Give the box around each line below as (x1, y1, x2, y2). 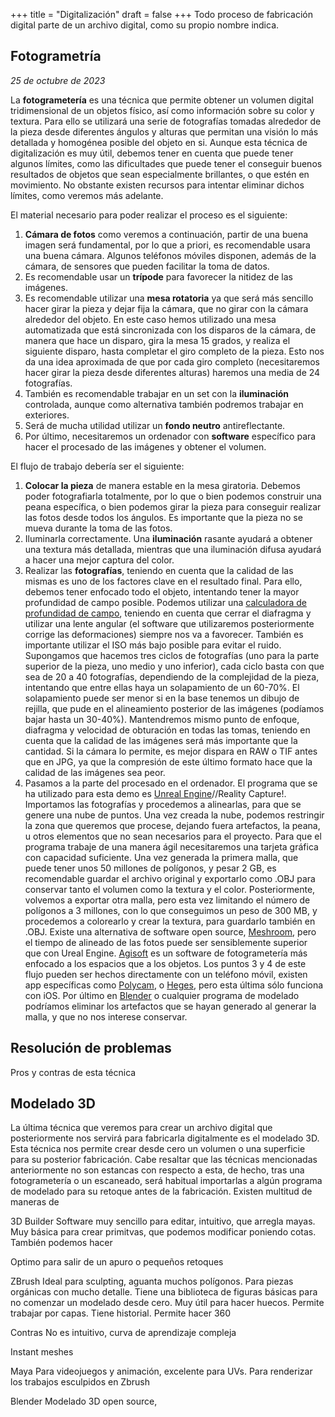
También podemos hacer (10, 1237, 113, 1249)
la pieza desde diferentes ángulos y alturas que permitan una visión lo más (10, 125, 319, 138)
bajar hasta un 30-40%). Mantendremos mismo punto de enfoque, (24, 713, 300, 725)
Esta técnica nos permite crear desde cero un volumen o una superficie (10, 1143, 306, 1155)
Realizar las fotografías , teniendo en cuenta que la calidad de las (24, 564, 294, 576)
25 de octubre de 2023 (10, 74, 106, 86)
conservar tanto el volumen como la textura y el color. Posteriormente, (24, 883, 316, 895)
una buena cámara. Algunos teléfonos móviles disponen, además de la (24, 249, 317, 261)
